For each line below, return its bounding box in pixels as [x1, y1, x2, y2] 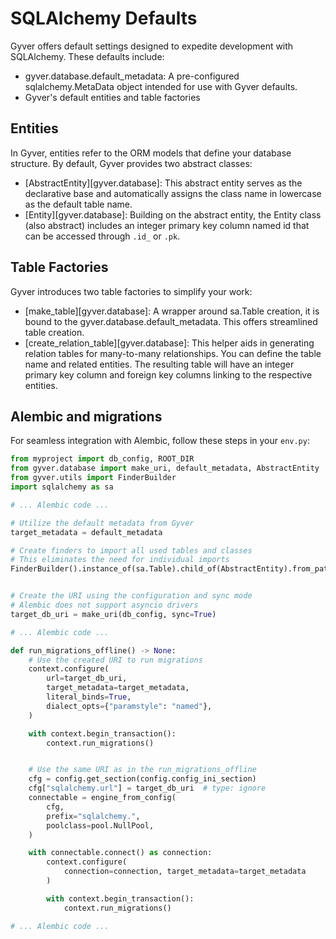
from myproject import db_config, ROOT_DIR [10, 454, 195, 464]
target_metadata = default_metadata [10, 527, 163, 537]
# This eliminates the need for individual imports [10, 555, 230, 565]
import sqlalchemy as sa [10, 482, 114, 492]
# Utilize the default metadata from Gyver [10, 518, 195, 528]
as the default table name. [24, 198, 133, 210]
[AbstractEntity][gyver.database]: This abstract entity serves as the [24, 177, 303, 189]
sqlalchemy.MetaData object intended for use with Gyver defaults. [24, 80, 298, 92]
